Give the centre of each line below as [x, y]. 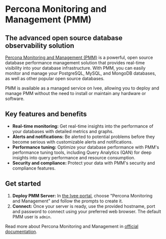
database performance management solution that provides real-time [75, 63]
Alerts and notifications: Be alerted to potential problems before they [83, 137]
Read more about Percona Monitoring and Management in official [72, 226]
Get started [23, 184]
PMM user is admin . [32, 217]
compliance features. [34, 168]
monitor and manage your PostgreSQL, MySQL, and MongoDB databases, [81, 73]
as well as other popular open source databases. [55, 78]
